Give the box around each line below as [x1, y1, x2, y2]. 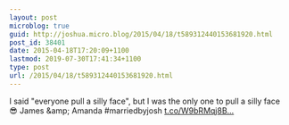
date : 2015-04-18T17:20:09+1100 [9, 46, 129, 55]
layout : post [9, 12, 58, 22]
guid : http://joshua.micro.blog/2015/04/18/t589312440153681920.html [9, 29, 274, 38]
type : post [9, 63, 50, 72]
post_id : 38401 [9, 37, 66, 47]
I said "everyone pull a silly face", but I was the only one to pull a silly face [9, 96, 281, 106]
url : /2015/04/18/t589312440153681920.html [9, 71, 174, 80]
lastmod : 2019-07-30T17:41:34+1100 [9, 54, 142, 63]
